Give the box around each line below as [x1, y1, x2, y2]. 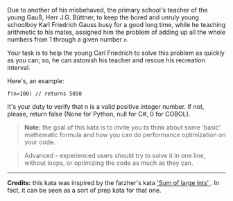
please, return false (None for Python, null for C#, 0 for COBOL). [7, 110, 191, 118]
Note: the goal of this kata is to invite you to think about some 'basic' [24, 123, 221, 131]
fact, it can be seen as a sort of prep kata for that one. [7, 186, 162, 194]
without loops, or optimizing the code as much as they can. [24, 159, 193, 167]
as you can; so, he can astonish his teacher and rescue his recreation [7, 56, 206, 64]
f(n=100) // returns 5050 [7, 90, 82, 97]
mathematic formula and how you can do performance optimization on [24, 131, 226, 139]
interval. [7, 64, 31, 71]
